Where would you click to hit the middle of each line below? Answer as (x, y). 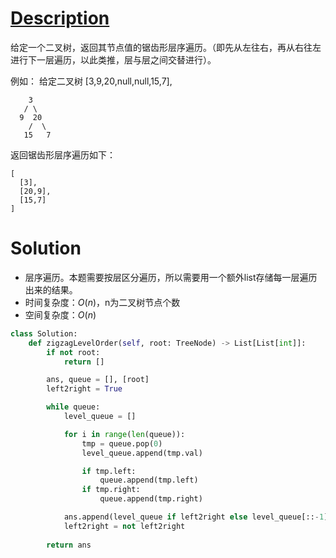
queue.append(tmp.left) (149, 480)
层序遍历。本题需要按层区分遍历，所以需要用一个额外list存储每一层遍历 (171, 277)
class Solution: (44, 333)
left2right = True (84, 389)
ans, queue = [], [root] (98, 380)
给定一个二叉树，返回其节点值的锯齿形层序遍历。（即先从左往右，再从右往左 (166, 47)
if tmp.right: (111, 490)
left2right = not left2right (124, 526)
